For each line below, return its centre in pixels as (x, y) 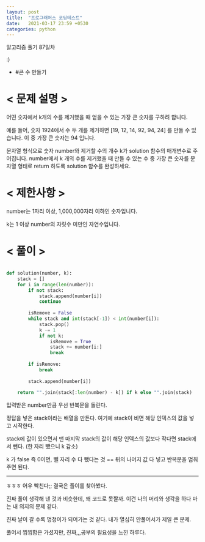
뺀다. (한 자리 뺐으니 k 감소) (45, 447)
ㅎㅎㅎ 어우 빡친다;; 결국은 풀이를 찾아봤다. (57, 486)
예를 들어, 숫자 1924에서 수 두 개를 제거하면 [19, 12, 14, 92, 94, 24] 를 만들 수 (98, 130)
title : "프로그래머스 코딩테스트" (45, 18)
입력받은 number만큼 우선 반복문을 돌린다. (57, 405)
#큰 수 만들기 (31, 72)
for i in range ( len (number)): (56, 284)
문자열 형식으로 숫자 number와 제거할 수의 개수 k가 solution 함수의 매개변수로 (99, 151)
